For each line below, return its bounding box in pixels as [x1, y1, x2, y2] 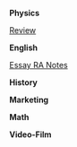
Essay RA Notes [9, 60, 69, 70]
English [9, 42, 38, 53]
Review [9, 25, 37, 35]
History [9, 77, 38, 88]
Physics [9, 8, 40, 18]
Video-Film [9, 129, 52, 140]
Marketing [9, 94, 49, 105]
